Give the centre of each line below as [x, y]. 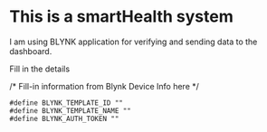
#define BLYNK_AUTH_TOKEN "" [64, 118]
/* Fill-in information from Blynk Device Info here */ [104, 86]
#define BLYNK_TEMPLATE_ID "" [67, 103]
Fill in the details [40, 69]
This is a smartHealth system [121, 17]
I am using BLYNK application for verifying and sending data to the [133, 42]
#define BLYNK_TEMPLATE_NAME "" [70, 110]
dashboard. [31, 51]
